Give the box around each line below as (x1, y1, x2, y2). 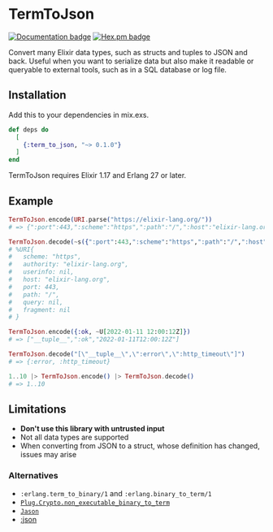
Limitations (8, 402, 67, 416)
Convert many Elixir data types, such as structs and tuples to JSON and (8, 47, 248, 57)
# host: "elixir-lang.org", (8, 275, 111, 284)
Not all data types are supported (19, 432, 129, 443)
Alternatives (8, 470, 58, 482)
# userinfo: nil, (8, 268, 75, 276)
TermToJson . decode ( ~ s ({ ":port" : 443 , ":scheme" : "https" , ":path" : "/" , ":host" (8, 237, 267, 246)
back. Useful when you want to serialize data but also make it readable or (8, 56, 254, 66)
